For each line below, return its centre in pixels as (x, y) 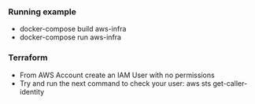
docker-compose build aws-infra (73, 29)
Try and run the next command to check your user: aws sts (115, 83)
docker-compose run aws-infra (70, 37)
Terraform (28, 58)
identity (32, 91)
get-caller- (230, 83)
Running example (42, 12)
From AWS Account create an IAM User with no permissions (117, 75)
